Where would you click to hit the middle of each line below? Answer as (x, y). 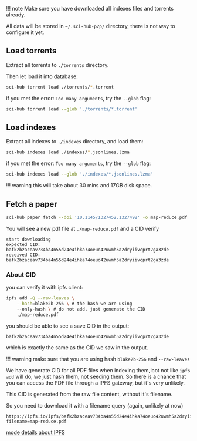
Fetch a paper (32, 204)
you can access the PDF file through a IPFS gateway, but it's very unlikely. (96, 383)
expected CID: (23, 244)
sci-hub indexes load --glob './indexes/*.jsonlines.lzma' (80, 174)
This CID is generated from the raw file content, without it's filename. (89, 394)
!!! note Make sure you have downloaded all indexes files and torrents (90, 9)
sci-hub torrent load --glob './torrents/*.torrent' (72, 109)
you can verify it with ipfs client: (45, 288)
